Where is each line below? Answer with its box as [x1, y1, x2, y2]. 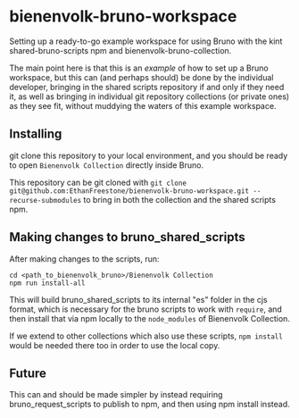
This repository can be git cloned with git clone [9, 177, 187, 188]
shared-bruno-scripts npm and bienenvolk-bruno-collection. [9, 45, 232, 55]
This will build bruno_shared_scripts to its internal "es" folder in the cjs [9, 294, 268, 305]
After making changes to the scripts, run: [9, 253, 160, 264]
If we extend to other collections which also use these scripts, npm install [9, 330, 283, 341]
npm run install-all [9, 279, 87, 288]
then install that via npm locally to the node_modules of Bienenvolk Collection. [9, 313, 290, 323]
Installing [9, 127, 62, 142]
